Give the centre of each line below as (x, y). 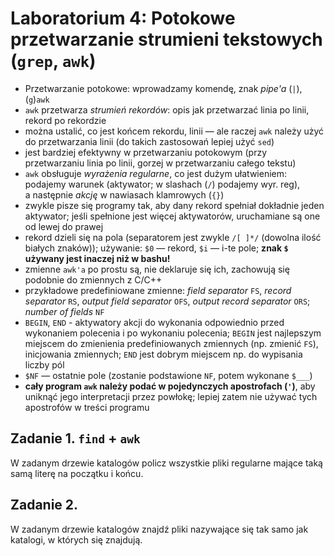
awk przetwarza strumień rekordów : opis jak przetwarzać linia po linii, (167, 109)
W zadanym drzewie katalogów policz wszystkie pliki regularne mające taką (166, 463)
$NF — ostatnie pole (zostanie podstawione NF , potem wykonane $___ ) (168, 375)
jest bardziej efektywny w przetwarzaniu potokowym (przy (146, 152)
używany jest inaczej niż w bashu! (97, 258)
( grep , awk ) (53, 61)
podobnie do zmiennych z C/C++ (93, 279)
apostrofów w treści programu (87, 407)
